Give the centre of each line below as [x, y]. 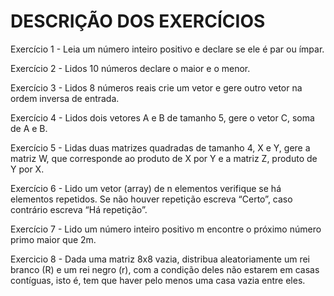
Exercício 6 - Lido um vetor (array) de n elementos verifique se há [146, 188]
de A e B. [29, 128]
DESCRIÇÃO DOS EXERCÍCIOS [138, 21]
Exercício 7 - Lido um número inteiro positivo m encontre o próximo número [166, 229]
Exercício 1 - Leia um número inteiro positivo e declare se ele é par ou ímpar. [167, 49]
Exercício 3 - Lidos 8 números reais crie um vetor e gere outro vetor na [156, 87]
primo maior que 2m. [53, 239]
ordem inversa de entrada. [65, 98]
